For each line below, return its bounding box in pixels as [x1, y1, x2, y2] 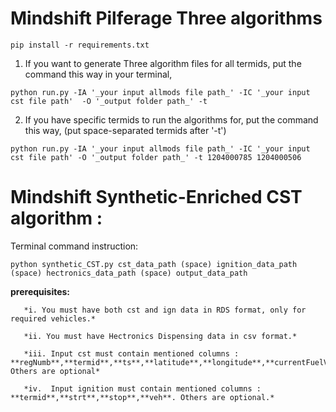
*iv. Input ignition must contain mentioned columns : [23, 383, 262, 394]
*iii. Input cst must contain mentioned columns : [23, 348, 240, 359]
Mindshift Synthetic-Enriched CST [10, 186, 303, 209]
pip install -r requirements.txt [10, 40, 150, 50]
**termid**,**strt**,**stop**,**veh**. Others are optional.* [10, 392, 275, 402]
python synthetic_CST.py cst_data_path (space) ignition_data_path [10, 259, 298, 269]
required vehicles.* [10, 313, 97, 324]
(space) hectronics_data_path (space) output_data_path [10, 268, 248, 278]
